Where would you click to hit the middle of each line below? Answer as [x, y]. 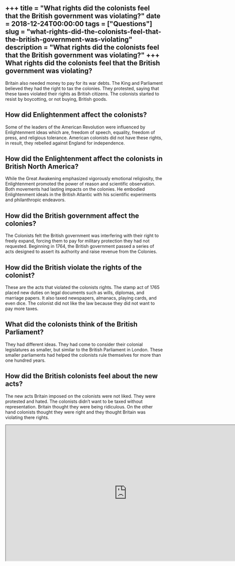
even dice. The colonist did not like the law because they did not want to [80, 304]
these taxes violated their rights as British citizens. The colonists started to [82, 94]
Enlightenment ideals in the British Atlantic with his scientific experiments [81, 195]
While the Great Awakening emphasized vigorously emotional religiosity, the [84, 179]
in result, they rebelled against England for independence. [65, 143]
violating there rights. [27, 417]
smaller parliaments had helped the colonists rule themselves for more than [83, 355]
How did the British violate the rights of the [74, 267]
